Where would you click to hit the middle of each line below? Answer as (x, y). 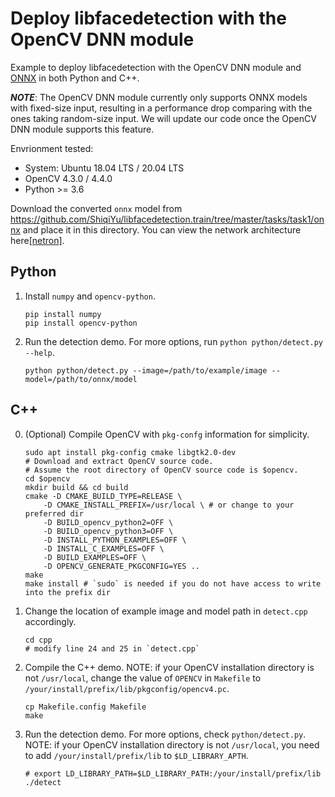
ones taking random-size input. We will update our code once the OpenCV (163, 118)
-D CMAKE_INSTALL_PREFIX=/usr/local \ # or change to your (169, 505)
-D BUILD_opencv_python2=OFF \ (108, 522)
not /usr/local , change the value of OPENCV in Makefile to (143, 678)
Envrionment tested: (52, 148)
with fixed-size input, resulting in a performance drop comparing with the (161, 108)
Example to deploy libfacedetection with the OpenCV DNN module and (156, 67)
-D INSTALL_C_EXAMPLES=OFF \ (104, 548)
